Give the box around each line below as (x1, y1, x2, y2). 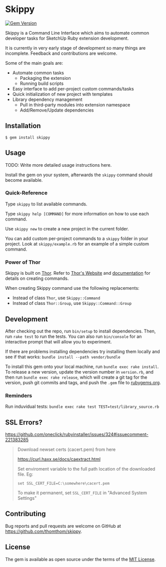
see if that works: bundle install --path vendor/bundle (5, 354, 121, 360)
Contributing (5, 510, 46, 518)
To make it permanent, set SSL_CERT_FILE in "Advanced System (17, 490, 147, 496)
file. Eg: (17, 471, 33, 478)
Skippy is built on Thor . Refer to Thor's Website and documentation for (5, 270, 151, 276)
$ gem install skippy (5, 135, 50, 140)
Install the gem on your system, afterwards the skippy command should (5, 172, 152, 178)
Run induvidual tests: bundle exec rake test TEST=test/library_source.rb (5, 403, 159, 410)
